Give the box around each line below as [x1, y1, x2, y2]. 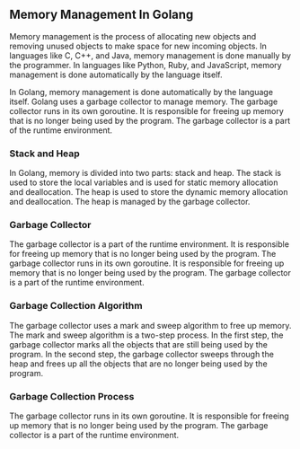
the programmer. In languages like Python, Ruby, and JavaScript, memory [9, 59, 282, 70]
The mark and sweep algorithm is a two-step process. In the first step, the [9, 330, 284, 340]
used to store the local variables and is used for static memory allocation [9, 177, 278, 188]
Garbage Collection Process [9, 390, 135, 402]
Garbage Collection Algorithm [9, 300, 143, 313]
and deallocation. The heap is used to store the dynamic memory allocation [9, 187, 288, 198]
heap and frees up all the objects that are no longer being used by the [9, 358, 268, 369]
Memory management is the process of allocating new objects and [9, 31, 257, 41]
